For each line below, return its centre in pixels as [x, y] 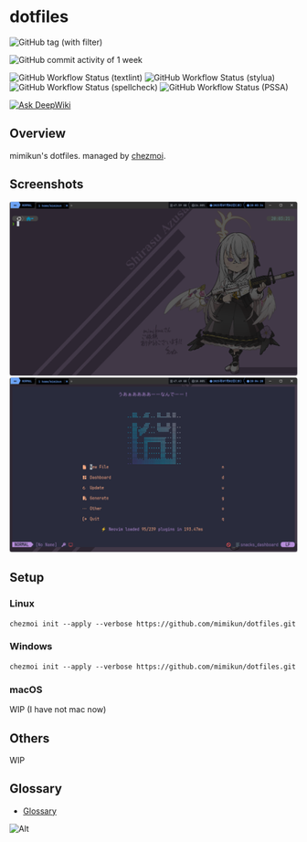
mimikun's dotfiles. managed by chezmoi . [88, 155]
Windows [31, 647]
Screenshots [47, 184]
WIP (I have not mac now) [58, 710]
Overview [38, 134]
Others [30, 738]
